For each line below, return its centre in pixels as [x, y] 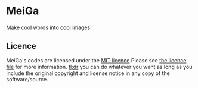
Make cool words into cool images [48, 27]
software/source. [27, 79]
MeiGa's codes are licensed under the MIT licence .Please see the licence [96, 60]
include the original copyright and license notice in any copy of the [88, 73]
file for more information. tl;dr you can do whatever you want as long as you [99, 67]
